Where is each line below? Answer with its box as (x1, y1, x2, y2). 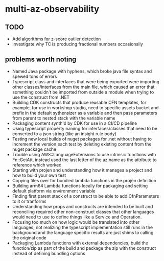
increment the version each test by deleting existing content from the (12, 141, 152, 147)
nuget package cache (12, 146, 56, 152)
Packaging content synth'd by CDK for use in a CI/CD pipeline (12, 120, 137, 126)
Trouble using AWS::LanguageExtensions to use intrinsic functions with (12, 151, 156, 157)
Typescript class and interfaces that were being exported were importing (12, 78, 160, 84)
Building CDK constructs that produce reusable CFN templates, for (12, 99, 147, 105)
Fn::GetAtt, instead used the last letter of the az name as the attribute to (12, 157, 157, 163)
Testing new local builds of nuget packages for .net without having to (12, 136, 152, 142)
